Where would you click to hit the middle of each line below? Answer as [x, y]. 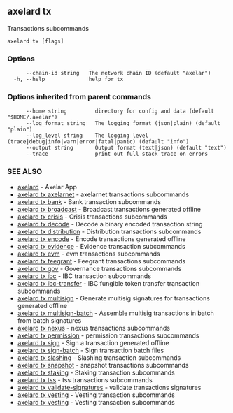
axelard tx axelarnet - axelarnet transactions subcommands [103, 194]
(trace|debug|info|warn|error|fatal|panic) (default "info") [98, 142]
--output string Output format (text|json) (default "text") [126, 148]
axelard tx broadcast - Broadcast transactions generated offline [109, 209]
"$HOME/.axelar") [33, 117]
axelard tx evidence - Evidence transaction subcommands [101, 246]
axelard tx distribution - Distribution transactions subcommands [109, 231]
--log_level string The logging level [87, 136]
